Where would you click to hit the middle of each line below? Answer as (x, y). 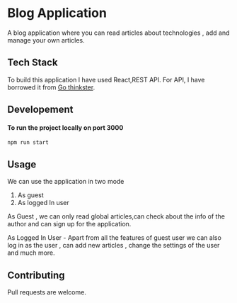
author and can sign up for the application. (69, 224)
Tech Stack (33, 63)
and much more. (31, 253)
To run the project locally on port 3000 (65, 127)
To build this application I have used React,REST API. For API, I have (106, 79)
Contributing (36, 275)
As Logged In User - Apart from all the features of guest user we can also (114, 238)
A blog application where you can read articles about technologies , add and (118, 33)
